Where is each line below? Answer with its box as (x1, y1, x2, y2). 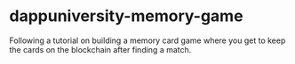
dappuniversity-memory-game (9, 6, 243, 26)
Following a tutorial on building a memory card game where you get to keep (9, 35, 286, 46)
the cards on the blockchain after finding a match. (9, 44, 192, 54)
